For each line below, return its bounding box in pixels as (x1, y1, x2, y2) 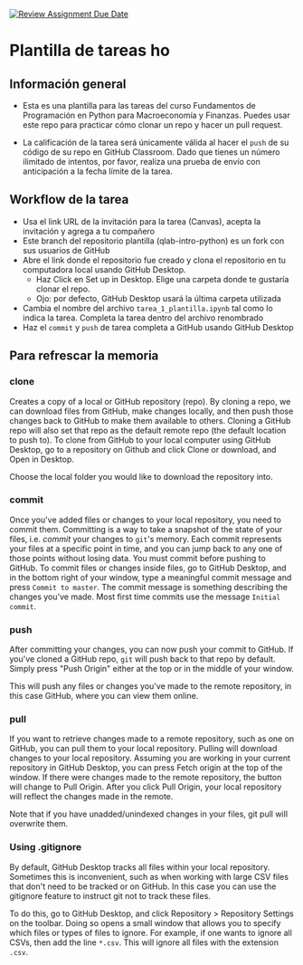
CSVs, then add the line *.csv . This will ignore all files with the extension (9, 937, 279, 948)
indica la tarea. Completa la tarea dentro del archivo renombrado (22, 312, 264, 323)
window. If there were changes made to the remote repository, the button (9, 772, 282, 783)
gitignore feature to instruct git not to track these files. (9, 890, 211, 901)
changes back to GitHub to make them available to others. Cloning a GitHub (9, 415, 291, 425)
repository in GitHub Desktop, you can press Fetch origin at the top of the (9, 762, 283, 773)
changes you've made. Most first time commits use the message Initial (9, 591, 281, 602)
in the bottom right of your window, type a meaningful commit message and (9, 571, 292, 583)
